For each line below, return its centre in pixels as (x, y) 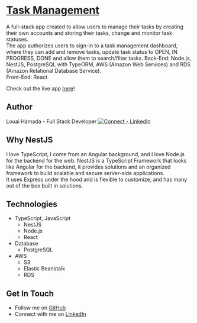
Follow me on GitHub (40, 308)
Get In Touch (30, 293)
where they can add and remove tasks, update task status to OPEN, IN (92, 51)
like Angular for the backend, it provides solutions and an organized (88, 167)
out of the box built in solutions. (45, 185)
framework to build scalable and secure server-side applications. (85, 173)
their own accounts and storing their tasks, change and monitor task (89, 33)
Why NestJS (30, 140)
